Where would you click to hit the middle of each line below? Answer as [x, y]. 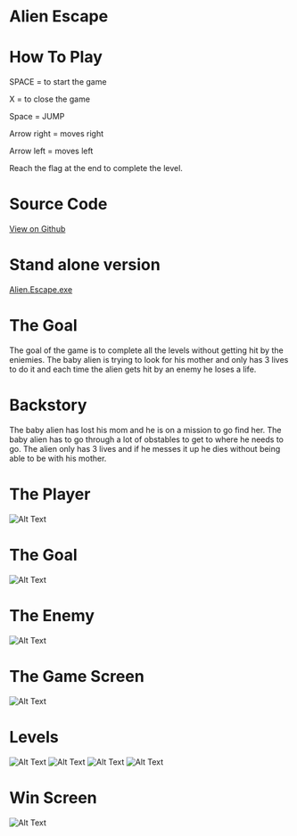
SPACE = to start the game [58, 82]
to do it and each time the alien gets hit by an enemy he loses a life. [133, 369]
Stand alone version [85, 265]
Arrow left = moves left [51, 151]
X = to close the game [50, 99]
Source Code [58, 205]
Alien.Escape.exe [41, 290]
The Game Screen [77, 676]
